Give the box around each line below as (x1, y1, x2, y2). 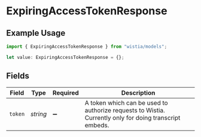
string (30, 110, 47, 118)
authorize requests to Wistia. (84, 106, 166, 114)
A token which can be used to (84, 98, 169, 107)
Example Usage (6, 28, 66, 38)
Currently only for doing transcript (84, 113, 181, 122)
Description (121, 88, 156, 96)
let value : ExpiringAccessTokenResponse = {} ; (6, 54, 124, 60)
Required (52, 88, 79, 96)
